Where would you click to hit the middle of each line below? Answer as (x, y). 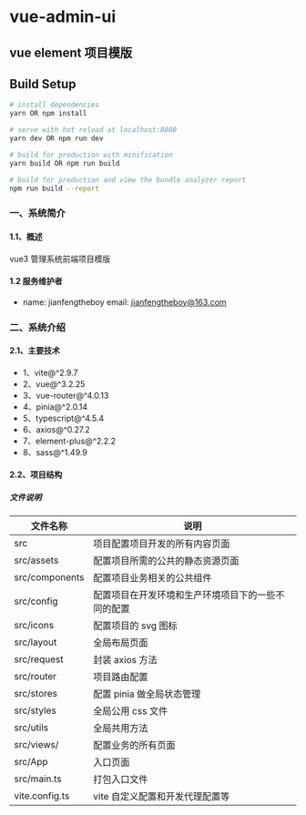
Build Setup (43, 84)
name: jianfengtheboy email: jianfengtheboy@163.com (124, 301)
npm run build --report (55, 188)
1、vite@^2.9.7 (51, 372)
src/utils (31, 728)
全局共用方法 (121, 728)
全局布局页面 (121, 643)
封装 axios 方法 (125, 660)
